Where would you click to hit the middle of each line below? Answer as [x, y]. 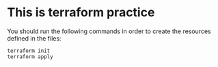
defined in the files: [34, 38]
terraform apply [30, 57]
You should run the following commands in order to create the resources [109, 31]
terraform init [29, 51]
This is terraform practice [81, 13]
